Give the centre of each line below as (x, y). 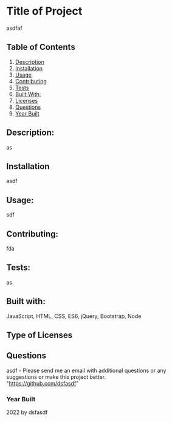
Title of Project (44, 11)
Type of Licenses (40, 335)
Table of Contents (41, 47)
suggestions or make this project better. (56, 377)
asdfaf (14, 28)
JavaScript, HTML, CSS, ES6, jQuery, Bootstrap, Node (74, 316)
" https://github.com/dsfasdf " (43, 383)
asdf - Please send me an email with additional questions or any (86, 370)
